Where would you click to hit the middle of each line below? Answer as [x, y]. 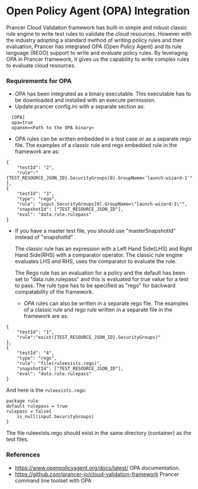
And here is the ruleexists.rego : [46, 390]
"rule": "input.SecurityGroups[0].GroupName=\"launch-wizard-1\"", [102, 204]
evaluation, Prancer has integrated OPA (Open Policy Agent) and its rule [94, 46]
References [23, 455]
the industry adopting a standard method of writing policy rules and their [95, 40]
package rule [22, 401]
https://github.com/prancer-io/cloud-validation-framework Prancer [97, 474]
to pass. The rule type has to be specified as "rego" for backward [95, 286]
